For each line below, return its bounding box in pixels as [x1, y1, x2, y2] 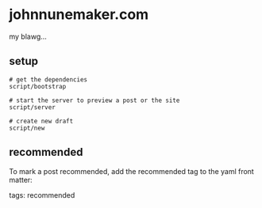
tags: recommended [9, 190, 75, 199]
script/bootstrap [9, 82, 67, 90]
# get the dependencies [9, 75, 88, 84]
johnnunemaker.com [9, 6, 149, 24]
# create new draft [9, 117, 74, 125]
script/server [9, 103, 56, 112]
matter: [9, 175, 33, 184]
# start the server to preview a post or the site [9, 96, 180, 104]
